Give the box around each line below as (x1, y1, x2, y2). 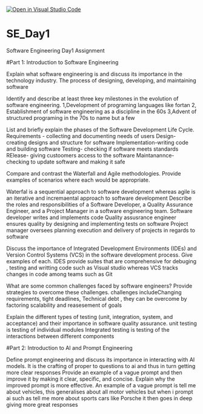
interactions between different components (6, 332, 115, 340)
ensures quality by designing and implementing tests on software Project (6, 220, 188, 227)
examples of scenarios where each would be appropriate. (6, 176, 150, 183)
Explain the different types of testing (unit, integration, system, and (6, 313, 173, 320)
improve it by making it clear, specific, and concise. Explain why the (6, 375, 176, 383)
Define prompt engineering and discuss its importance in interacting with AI (6, 356, 195, 363)
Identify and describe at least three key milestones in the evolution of (6, 94, 179, 102)
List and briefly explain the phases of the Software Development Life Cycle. (6, 126, 195, 133)
